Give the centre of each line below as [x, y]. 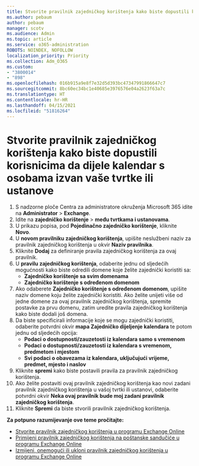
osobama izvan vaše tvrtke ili [80, 178]
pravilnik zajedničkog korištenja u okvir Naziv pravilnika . [84, 245]
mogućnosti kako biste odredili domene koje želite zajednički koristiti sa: [103, 270]
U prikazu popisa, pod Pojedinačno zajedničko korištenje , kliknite [96, 226]
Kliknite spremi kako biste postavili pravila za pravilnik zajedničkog [97, 371]
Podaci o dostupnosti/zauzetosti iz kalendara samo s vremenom [105, 339]
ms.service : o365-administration [48, 45]
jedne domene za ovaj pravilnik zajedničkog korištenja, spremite [93, 301]
